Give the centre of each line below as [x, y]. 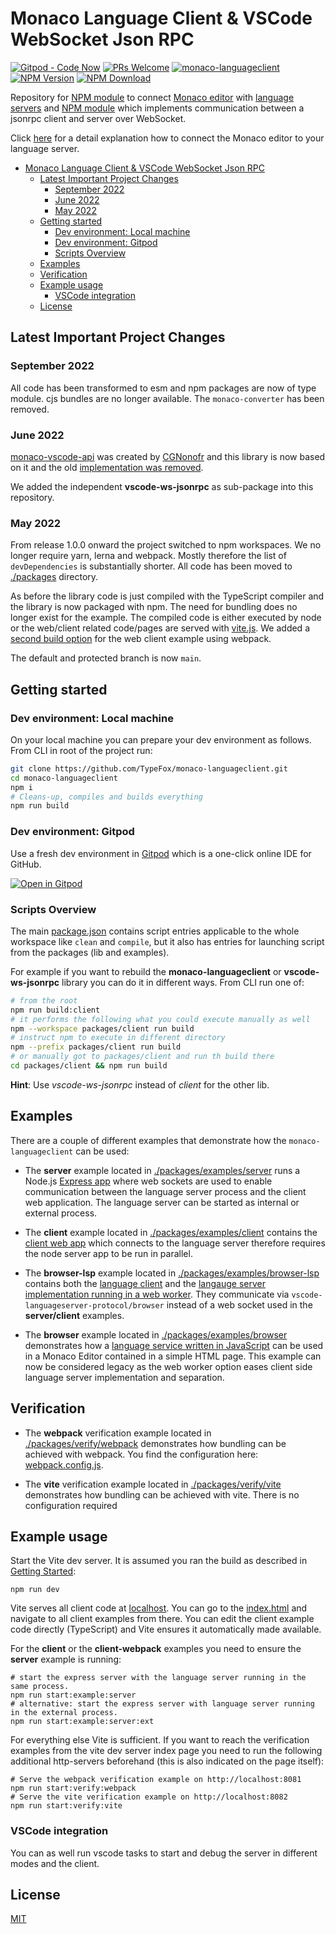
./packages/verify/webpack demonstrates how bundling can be [155, 1443]
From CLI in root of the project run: [81, 750]
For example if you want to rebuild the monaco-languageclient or [146, 971]
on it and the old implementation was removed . [107, 467]
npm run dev [35, 1590]
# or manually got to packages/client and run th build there [142, 1057]
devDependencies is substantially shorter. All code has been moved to [151, 566]
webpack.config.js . [64, 1464]
